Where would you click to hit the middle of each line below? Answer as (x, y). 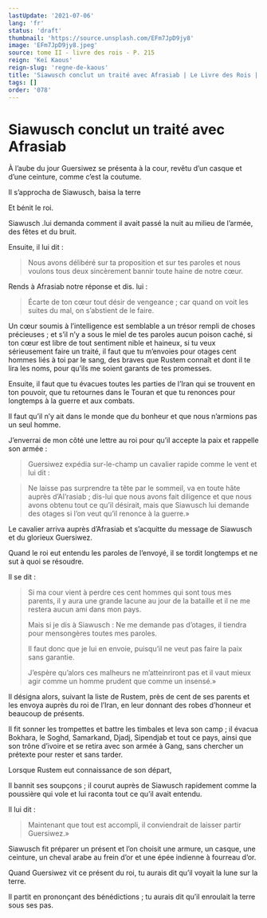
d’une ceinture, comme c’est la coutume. (75, 177)
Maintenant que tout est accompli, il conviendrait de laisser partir (134, 825)
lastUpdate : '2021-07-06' (51, 16)
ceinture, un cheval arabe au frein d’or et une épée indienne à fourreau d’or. (132, 857)
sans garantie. (51, 657)
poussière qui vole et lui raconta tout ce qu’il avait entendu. (105, 794)
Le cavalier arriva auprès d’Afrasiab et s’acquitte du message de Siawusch (130, 529)
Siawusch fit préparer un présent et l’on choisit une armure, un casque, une (132, 849)
